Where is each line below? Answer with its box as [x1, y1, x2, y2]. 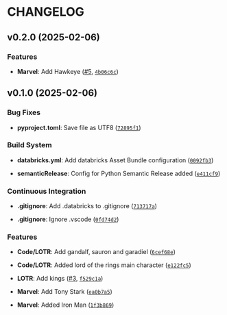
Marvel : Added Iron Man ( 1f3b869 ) [16, 301, 115, 309]
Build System [7, 140, 53, 150]
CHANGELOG [7, 4, 84, 20]
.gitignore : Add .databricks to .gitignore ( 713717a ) [16, 202, 158, 210]
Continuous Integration [7, 186, 86, 196]
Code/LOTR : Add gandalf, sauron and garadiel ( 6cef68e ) [16, 248, 176, 256]
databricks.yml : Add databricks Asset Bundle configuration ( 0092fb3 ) [16, 155, 214, 164]
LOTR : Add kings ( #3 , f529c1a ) [16, 275, 104, 283]
